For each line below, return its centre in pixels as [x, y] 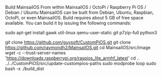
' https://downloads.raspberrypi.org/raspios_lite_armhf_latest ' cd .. [72, 58]
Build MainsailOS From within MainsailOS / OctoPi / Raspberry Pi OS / [76, 7]
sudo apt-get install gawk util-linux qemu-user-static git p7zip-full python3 [81, 33]
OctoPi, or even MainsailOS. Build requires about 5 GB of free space [74, 18]
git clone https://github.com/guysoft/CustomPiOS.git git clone [68, 42]
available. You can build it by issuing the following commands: [68, 23]
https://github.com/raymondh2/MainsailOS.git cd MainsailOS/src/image [78, 47]
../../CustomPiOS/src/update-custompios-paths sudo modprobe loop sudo [81, 63]
